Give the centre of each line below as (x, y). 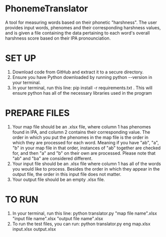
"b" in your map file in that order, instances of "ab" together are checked (86, 148)
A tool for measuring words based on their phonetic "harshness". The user (81, 22)
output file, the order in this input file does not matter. (67, 174)
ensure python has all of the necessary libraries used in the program (82, 93)
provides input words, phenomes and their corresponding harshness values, (83, 27)
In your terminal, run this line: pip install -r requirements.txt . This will (82, 88)
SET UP (21, 58)
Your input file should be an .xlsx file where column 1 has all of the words (86, 164)
